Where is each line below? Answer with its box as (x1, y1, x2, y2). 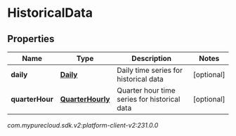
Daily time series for (117, 65, 183, 75)
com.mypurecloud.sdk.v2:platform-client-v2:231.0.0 (7, 121, 159, 129)
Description (131, 54, 172, 63)
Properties (7, 33, 55, 45)
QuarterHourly (60, 95, 110, 104)
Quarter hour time (117, 86, 176, 95)
